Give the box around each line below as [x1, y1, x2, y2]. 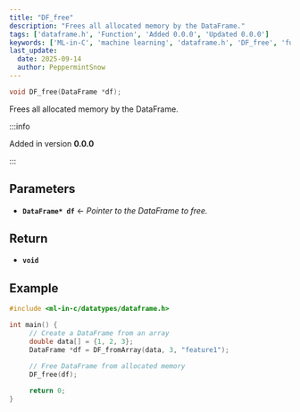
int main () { [9, 321, 58, 330]
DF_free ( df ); [29, 370, 78, 380]
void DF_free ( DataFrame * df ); [9, 87, 122, 97]
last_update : [9, 46, 58, 55]
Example [9, 281, 59, 296]
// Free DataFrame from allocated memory [29, 362, 186, 371]
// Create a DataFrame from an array [29, 328, 170, 338]
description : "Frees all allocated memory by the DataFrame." [9, 21, 246, 30]
